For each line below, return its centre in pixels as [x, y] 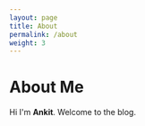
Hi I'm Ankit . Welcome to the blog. [73, 112]
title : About [34, 26]
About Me [47, 87]
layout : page [34, 18]
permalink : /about [43, 34]
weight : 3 [28, 43]
